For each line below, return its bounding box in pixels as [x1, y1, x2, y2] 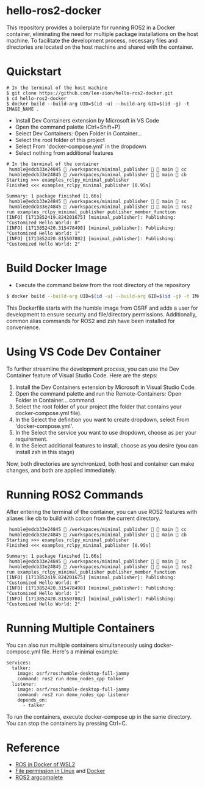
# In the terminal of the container [6, 161, 99, 167]
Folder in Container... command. [15, 396, 96, 404]
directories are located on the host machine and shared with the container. [6, 43, 194, 51]
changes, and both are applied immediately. [6, 466, 117, 474]
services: [6, 660, 32, 666]
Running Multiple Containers [6, 621, 155, 635]
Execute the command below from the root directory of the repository [15, 281, 190, 288]
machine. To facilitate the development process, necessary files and [6, 37, 178, 44]
